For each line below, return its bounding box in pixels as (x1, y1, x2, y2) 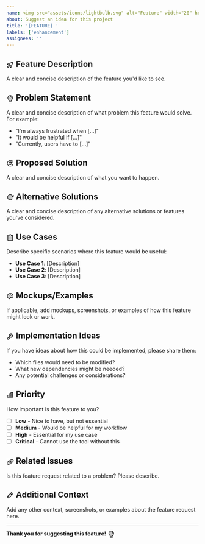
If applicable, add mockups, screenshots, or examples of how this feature (6, 306, 191, 314)
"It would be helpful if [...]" (15, 133, 82, 141)
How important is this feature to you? (6, 405, 99, 412)
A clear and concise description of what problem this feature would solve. (6, 108, 192, 116)
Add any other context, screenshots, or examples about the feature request (6, 506, 196, 513)
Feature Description (15, 58, 93, 69)
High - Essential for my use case (15, 431, 98, 438)
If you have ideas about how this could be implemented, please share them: (6, 347, 196, 354)
